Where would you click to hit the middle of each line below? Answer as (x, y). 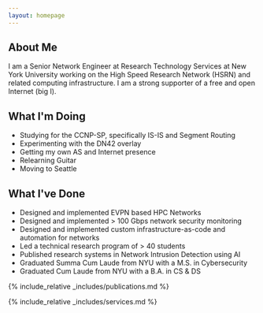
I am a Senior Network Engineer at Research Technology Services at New (127, 66)
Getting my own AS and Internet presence (87, 152)
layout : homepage (37, 15)
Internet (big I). (32, 91)
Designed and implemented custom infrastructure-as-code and (122, 229)
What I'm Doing (47, 116)
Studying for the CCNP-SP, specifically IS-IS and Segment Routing (128, 136)
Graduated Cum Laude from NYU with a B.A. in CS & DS (110, 271)
